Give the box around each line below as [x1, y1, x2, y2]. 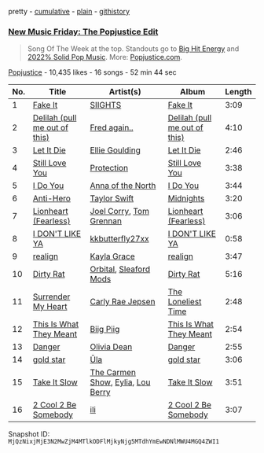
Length [225, 87, 252, 98]
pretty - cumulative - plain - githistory [8, 7, 130, 16]
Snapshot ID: [8, 429, 50, 439]
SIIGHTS [90, 100, 122, 111]
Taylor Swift [90, 193, 134, 204]
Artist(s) [108, 87, 141, 98]
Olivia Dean [90, 341, 133, 352]
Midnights [167, 193, 205, 204]
